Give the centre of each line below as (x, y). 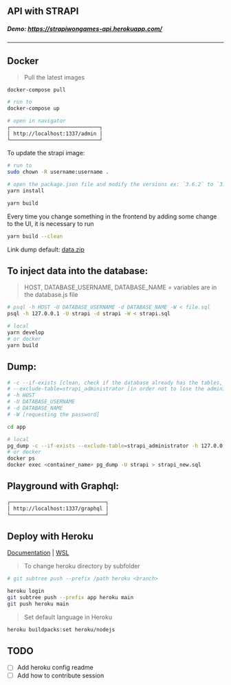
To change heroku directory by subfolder (82, 566)
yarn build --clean (35, 236)
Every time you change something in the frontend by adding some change (112, 216)
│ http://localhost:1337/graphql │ (58, 508)
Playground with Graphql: (63, 486)
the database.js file (51, 295)
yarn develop (26, 333)
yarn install (26, 191)
